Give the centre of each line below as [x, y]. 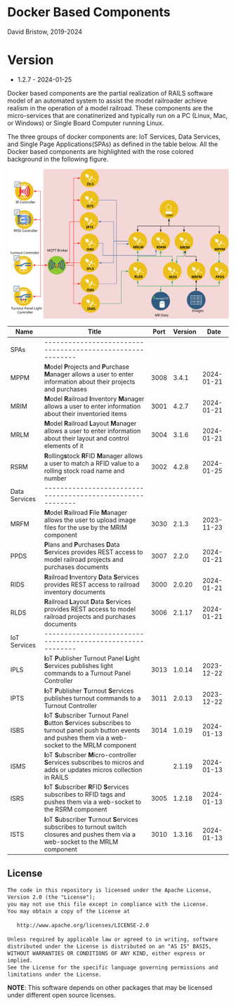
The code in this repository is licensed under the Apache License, [110, 890]
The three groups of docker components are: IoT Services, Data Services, [114, 136]
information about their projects [90, 381]
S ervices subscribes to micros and [94, 762]
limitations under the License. [54, 975]
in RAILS [56, 778]
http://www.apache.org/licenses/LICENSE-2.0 [83, 926]
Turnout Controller [71, 705]
